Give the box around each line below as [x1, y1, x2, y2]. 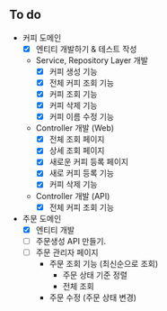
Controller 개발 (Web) [35, 123, 115, 133]
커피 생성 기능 [48, 66, 98, 77]
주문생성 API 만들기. [35, 235, 107, 246]
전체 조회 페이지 [48, 134, 105, 145]
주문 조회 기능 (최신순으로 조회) [48, 258, 159, 269]
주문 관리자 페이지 [35, 247, 99, 258]
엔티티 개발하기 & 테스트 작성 [35, 43, 137, 54]
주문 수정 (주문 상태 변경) [48, 292, 137, 303]
